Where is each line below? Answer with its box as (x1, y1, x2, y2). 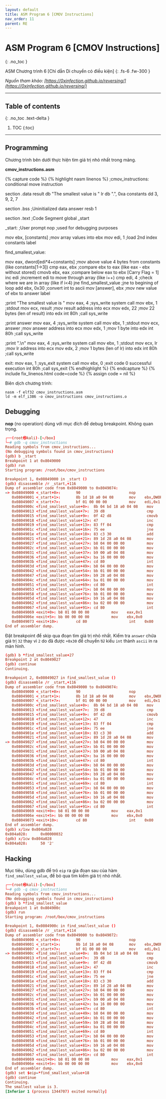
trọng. (5, 426, 17, 432)
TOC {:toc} (12, 125, 35, 131)
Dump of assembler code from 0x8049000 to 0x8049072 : (5, 932, 119, 937)
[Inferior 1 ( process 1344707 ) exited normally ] (5, 1089, 107, 1094)
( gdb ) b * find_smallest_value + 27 (5, 653, 74, 658)
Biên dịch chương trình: (5, 380, 53, 386)
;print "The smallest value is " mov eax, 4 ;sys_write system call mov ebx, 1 (5, 300, 158, 306)
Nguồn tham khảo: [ (5, 78, 46, 84)
